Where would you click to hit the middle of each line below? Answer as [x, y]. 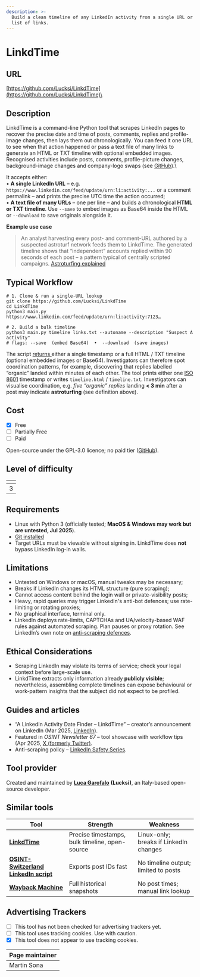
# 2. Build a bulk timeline [41, 327]
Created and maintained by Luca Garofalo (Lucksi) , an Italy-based [88, 782]
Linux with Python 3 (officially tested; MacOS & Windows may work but [103, 524]
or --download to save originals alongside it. [59, 216]
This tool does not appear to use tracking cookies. [76, 940]
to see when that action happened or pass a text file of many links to [90, 147]
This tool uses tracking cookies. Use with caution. [76, 933]
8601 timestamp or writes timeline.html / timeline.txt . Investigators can [96, 379]
